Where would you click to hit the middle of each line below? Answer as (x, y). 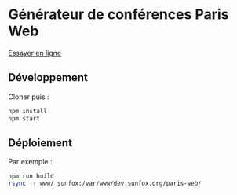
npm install (27, 111)
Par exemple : (30, 162)
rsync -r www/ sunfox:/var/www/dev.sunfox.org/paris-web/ (105, 184)
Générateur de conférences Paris (118, 15)
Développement (48, 77)
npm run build (31, 176)
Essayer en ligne (35, 53)
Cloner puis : (29, 97)
